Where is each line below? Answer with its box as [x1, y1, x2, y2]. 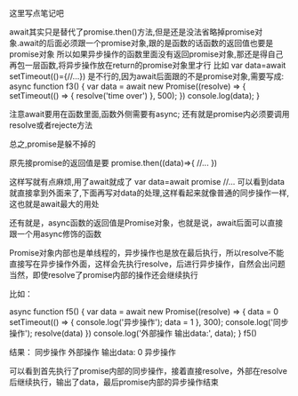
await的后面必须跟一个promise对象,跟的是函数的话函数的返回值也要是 [19, 38, 274, 48]
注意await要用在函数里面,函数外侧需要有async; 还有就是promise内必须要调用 [9, 109, 290, 119]
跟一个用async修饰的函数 [9, 229, 102, 239]
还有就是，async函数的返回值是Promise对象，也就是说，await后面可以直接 [9, 218, 284, 228]
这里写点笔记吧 [9, 8, 64, 18]
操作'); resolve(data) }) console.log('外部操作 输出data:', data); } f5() [9, 328, 258, 338]
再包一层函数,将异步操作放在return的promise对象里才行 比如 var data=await [9, 60, 286, 70]
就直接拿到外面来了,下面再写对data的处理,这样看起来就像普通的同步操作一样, [9, 187, 290, 198]
